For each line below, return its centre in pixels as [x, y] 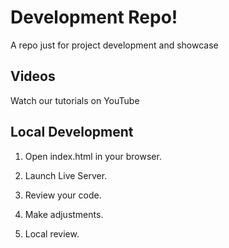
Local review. [52, 233]
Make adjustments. [64, 214]
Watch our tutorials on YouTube [75, 100]
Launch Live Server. [66, 175]
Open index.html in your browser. [93, 156]
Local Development [72, 132]
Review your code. [63, 195]
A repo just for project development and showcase [114, 45]
